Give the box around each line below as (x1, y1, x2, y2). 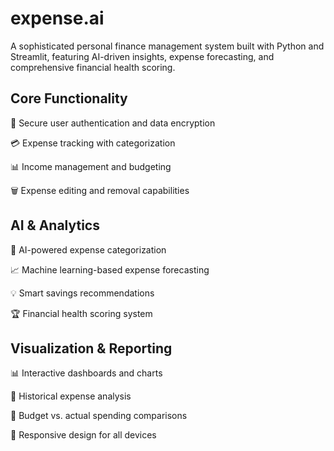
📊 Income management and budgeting (10, 160, 172, 172)
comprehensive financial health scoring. (10, 61, 176, 73)
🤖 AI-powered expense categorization (10, 243, 167, 256)
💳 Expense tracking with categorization (10, 137, 176, 149)
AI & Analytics (10, 217, 100, 234)
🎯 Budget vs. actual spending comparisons (10, 410, 188, 422)
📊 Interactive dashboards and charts (10, 367, 163, 379)
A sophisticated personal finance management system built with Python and (10, 40, 325, 52)
